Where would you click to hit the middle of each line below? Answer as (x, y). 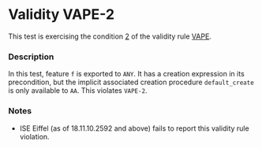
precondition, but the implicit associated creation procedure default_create (131, 82)
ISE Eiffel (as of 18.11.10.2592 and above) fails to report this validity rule (135, 128)
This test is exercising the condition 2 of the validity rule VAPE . (110, 36)
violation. (34, 136)
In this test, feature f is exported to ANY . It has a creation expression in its (126, 74)
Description (31, 57)
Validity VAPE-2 (62, 15)
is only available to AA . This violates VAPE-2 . (78, 91)
